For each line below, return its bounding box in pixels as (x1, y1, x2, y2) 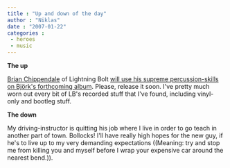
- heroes (10, 36, 36, 43)
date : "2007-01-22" (7, 23, 67, 30)
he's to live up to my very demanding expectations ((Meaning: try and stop (7, 139, 220, 146)
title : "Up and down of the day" (7, 10, 107, 17)
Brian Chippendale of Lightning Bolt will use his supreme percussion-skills (7, 75, 219, 83)
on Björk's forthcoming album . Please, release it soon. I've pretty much (7, 83, 210, 90)
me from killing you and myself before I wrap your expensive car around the (7, 146, 224, 154)
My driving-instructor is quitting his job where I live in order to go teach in (7, 124, 217, 132)
